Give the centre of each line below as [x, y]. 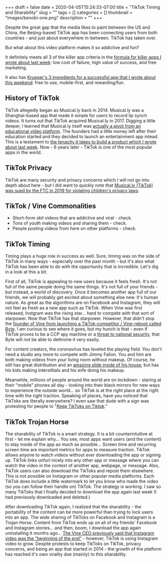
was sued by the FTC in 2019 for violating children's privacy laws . [72, 190]
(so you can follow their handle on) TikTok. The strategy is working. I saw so [83, 487]
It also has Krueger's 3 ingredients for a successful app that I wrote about [81, 77]
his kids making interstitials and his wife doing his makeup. [65, 370]
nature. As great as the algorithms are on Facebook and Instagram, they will [83, 303]
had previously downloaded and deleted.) [48, 497]
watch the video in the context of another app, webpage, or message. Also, [82, 466]
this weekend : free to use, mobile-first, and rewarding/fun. [65, 82]
